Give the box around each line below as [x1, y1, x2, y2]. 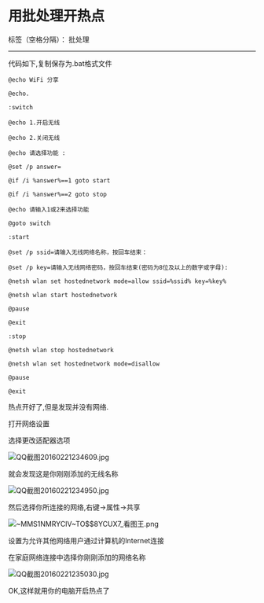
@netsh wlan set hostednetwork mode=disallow [8, 359, 159, 368]
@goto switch [8, 219, 51, 227]
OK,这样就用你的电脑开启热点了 [8, 586, 110, 595]
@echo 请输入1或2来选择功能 [8, 205, 90, 213]
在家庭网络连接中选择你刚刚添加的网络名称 [8, 552, 146, 562]
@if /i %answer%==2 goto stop [8, 190, 108, 198]
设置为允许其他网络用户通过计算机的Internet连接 [8, 535, 165, 545]
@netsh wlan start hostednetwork [8, 291, 118, 299]
